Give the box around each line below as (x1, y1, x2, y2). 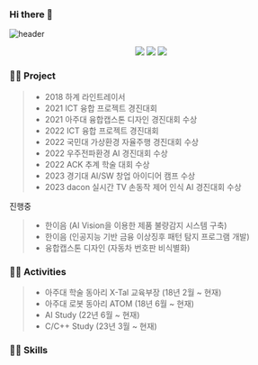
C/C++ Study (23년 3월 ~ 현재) (44, 320, 157, 332)
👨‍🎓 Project (9, 69, 57, 82)
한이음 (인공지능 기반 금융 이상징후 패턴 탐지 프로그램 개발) (44, 231, 250, 242)
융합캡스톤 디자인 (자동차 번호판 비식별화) (44, 242, 191, 253)
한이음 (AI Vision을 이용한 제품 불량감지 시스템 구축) (44, 220, 227, 231)
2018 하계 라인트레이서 (44, 91, 126, 102)
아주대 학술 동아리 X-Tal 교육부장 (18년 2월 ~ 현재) (44, 287, 222, 297)
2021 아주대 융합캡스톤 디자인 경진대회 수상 (44, 114, 198, 124)
